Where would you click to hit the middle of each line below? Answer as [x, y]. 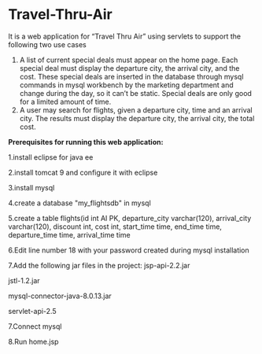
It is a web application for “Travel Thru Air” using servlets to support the [125, 36]
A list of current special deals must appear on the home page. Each [129, 60]
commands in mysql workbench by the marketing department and [126, 85]
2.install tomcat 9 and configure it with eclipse [83, 172]
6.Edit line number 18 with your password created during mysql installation [129, 250]
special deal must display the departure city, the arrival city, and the [129, 68]
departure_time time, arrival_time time [70, 234]
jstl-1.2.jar [24, 280]
